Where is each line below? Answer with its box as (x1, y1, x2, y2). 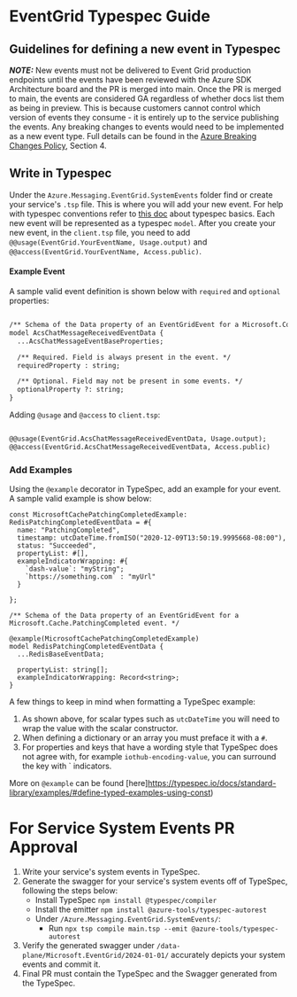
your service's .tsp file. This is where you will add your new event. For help (9, 199, 284, 209)
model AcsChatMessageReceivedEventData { (9, 328, 164, 338)
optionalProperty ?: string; (17, 386, 125, 394)
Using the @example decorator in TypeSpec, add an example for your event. (9, 484, 281, 495)
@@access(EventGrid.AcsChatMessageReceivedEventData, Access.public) (9, 442, 271, 451)
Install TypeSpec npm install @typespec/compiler (34, 895, 217, 905)
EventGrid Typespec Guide (9, 6, 210, 27)
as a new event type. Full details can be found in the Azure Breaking (9, 131, 257, 141)
